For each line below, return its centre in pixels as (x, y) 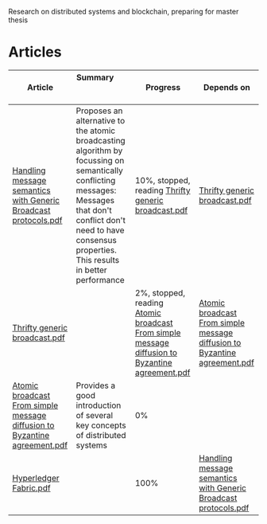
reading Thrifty (163, 190)
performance (100, 280)
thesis (18, 20)
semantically (99, 170)
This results (98, 260)
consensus (96, 240)
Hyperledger (36, 478)
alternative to (101, 120)
